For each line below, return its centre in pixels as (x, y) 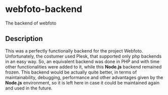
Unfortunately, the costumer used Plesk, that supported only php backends (83, 56)
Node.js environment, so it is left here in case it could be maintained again (82, 82)
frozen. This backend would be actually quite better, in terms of (71, 72)
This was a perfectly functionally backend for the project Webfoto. (74, 50)
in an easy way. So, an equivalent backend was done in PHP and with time (82, 61)
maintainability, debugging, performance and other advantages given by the (84, 77)
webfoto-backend (44, 9)
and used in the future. (29, 88)
